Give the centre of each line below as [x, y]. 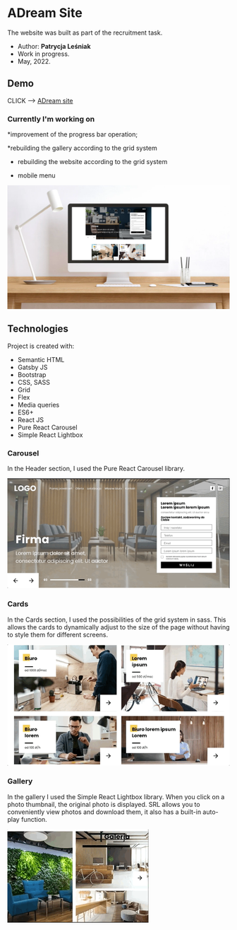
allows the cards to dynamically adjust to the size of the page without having [119, 627]
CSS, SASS [34, 382]
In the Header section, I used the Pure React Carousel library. [96, 469]
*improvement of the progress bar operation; [73, 134]
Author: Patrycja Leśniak [54, 46]
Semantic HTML [41, 359]
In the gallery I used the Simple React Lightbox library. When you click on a [116, 796]
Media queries [38, 405]
